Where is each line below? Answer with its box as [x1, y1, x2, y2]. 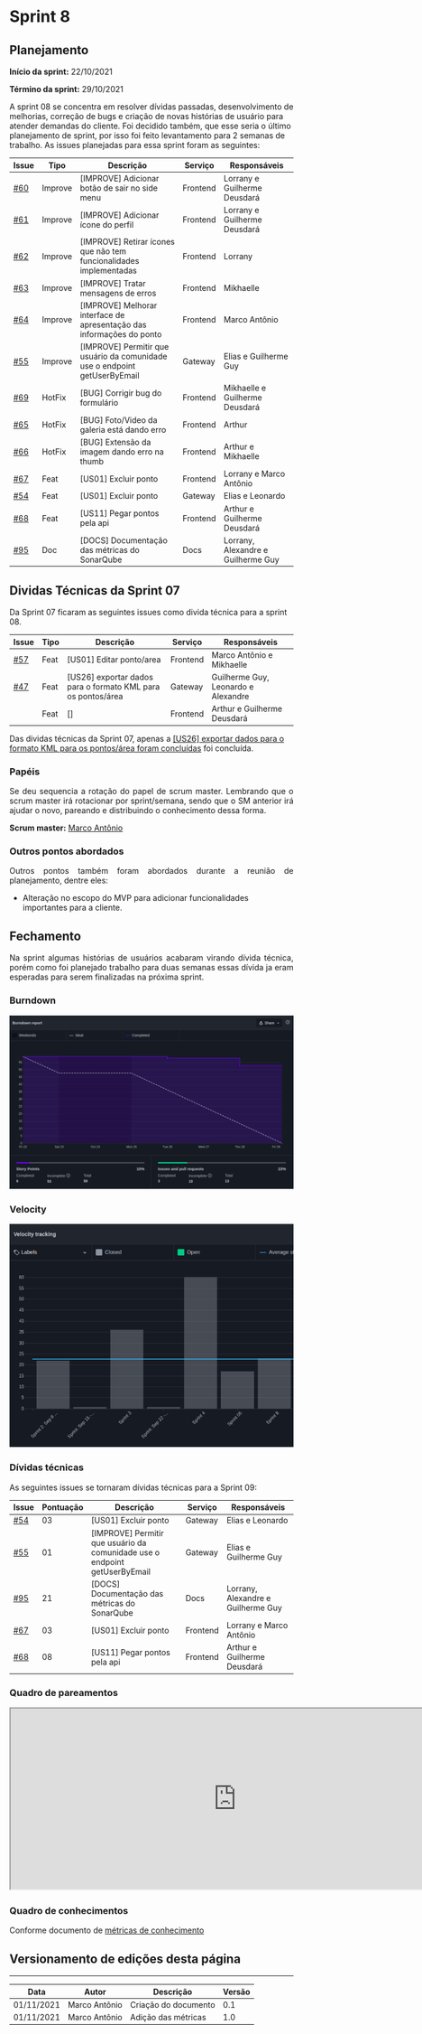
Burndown [9, 994, 57, 1007]
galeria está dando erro [79, 424, 167, 435]
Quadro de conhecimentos [9, 1905, 129, 1917]
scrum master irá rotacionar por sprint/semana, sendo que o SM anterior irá [9, 795, 294, 806]
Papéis [9, 765, 41, 778]
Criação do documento [130, 2000, 216, 2010]
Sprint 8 [9, 6, 70, 27]
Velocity [9, 1203, 47, 1215]
